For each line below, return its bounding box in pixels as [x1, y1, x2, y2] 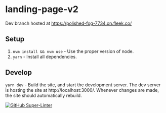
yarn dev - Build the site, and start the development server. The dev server [5, 82, 161, 88]
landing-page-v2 [5, 4, 78, 15]
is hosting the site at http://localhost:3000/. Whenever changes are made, [5, 87, 159, 93]
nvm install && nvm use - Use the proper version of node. [12, 48, 134, 54]
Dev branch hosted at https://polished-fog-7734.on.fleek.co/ [5, 20, 132, 26]
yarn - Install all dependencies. [12, 53, 77, 60]
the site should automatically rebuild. [5, 92, 82, 98]
